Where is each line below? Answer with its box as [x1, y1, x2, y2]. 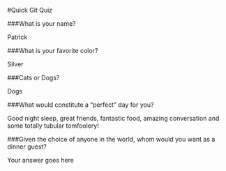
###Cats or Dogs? [7, 73, 60, 82]
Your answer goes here [7, 156, 75, 164]
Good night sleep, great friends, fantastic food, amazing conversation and [7, 114, 220, 122]
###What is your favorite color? [7, 47, 98, 54]
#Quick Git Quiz [7, 6, 53, 14]
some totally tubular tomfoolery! [7, 121, 99, 130]
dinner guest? [7, 142, 47, 151]
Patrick [7, 33, 28, 41]
